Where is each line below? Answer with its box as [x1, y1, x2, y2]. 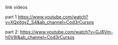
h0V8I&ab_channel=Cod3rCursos [5, 34, 75, 40]
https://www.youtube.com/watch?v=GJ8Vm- [20, 29, 113, 34]
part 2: [5, 29, 19, 34]
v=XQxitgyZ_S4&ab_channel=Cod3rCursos [5, 19, 94, 25]
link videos [5, 4, 28, 10]
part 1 [5, 14, 17, 19]
